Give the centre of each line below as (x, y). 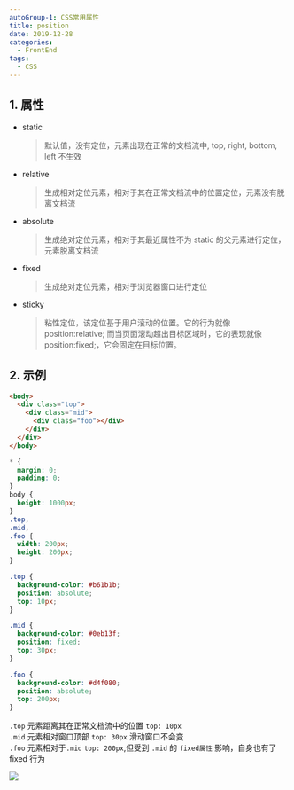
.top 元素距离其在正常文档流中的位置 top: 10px (95, 726)
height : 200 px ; (45, 552)
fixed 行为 (27, 759)
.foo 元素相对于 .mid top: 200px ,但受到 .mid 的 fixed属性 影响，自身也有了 (143, 748)
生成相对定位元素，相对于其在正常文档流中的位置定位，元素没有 (160, 192)
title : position (39, 26)
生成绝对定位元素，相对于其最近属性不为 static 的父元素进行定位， (165, 239)
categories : (31, 42)
